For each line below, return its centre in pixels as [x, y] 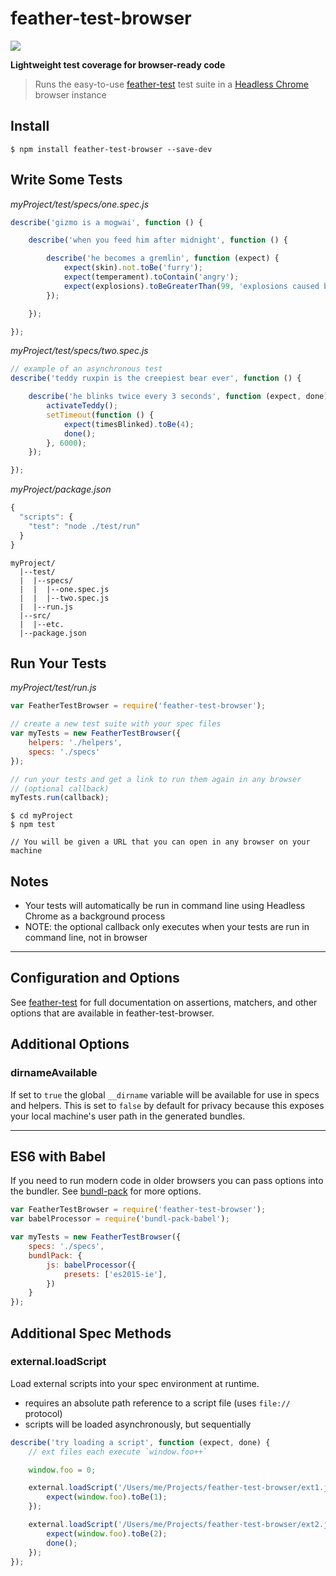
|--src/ [35, 615]
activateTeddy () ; [82, 406]
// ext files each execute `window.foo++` [118, 1452]
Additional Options [70, 1044]
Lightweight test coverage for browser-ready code [118, 64]
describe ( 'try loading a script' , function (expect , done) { [140, 1442]
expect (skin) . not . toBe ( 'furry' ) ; [133, 268]
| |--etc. [42, 624]
